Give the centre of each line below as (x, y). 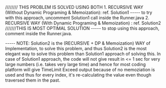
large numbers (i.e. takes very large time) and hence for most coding (76, 64)
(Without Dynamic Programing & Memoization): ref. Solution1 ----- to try (79, 12)
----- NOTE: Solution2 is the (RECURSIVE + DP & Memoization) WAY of (78, 43)
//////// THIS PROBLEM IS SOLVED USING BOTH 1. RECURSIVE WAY (74, 7)
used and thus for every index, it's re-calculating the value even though (78, 75)
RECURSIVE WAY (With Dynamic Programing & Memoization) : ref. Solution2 (83, 23)
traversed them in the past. (33, 80)
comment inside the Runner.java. (39, 34)
